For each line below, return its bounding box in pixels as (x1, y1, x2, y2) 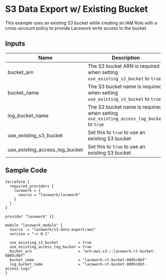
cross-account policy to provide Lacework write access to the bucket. (5, 25, 148, 31)
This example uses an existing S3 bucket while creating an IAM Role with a (5, 20, 157, 26)
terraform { (5, 179, 30, 184)
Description (112, 54, 140, 61)
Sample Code (5, 166, 47, 174)
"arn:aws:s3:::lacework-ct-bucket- (82, 249, 156, 254)
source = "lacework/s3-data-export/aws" (9, 227, 96, 232)
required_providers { (9, 183, 54, 189)
